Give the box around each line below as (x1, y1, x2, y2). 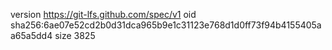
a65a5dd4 (10, 30, 53, 41)
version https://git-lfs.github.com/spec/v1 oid (10, 9, 197, 20)
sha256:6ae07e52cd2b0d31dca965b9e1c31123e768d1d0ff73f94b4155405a (10, 19, 322, 31)
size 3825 (54, 30, 96, 41)
